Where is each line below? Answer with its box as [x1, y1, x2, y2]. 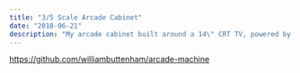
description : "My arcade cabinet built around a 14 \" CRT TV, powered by [9, 29, 292, 38]
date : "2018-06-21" [9, 21, 83, 30]
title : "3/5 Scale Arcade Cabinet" [9, 12, 143, 22]
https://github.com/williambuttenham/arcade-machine [9, 54, 210, 65]
